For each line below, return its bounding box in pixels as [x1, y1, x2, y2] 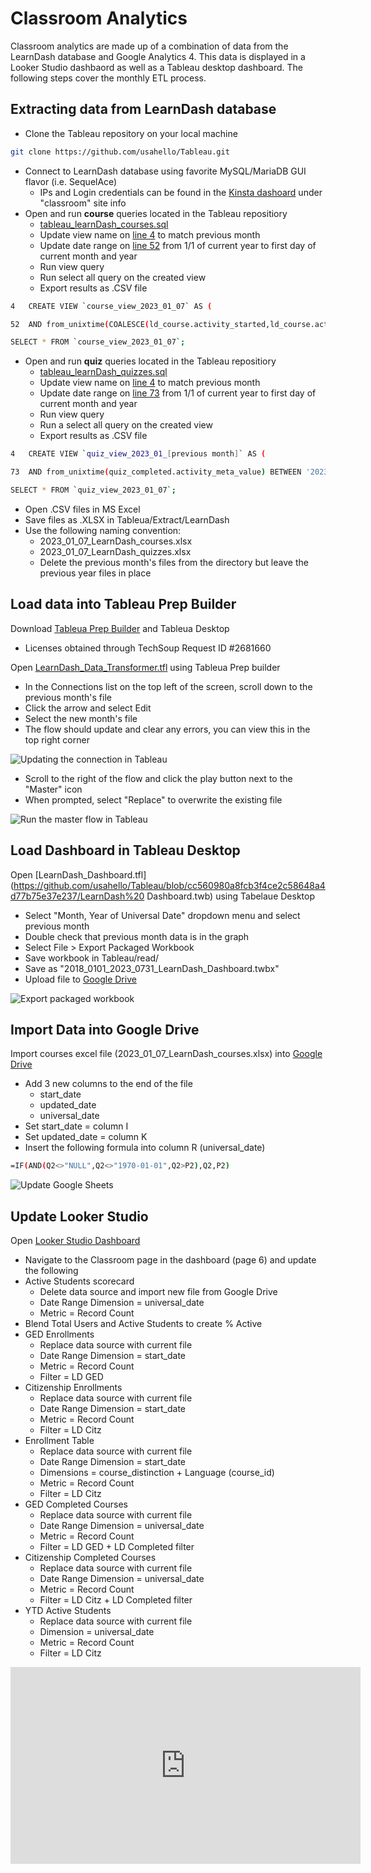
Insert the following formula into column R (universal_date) [24, 1142, 266, 1154]
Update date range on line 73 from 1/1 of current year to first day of [39, 387, 317, 399]
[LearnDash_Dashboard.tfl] [34, 868, 147, 881]
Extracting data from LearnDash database [10, 101, 277, 118]
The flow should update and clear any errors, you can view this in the [24, 723, 311, 735]
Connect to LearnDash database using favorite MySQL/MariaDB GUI [24, 165, 307, 177]
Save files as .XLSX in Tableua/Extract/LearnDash [24, 513, 230, 526]
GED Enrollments [24, 1328, 95, 1340]
